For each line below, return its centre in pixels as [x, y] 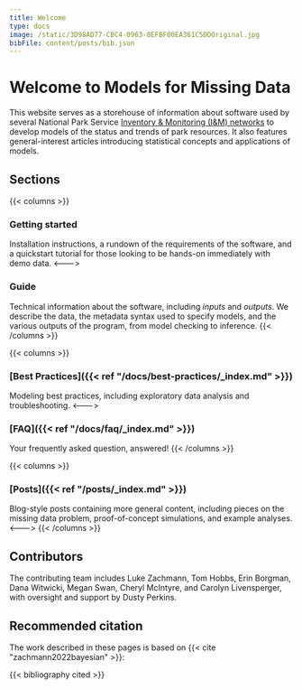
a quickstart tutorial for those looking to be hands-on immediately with [140, 254]
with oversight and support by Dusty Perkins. [93, 598]
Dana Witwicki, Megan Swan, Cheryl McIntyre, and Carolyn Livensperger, [146, 588]
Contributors [46, 556]
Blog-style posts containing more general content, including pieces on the [147, 509]
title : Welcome [38, 18]
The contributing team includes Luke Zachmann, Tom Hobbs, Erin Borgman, [150, 578]
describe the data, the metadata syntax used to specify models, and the [143, 316]
